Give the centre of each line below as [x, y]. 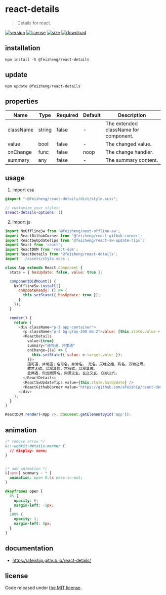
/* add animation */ [26, 468]
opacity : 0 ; [26, 500]
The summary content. [132, 160]
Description [132, 115]
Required [67, 115]
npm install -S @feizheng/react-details [47, 60]
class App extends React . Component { [44, 267]
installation [23, 48]
